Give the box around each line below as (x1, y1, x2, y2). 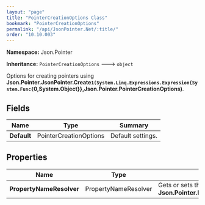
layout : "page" (6, 9, 45, 15)
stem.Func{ (6, 86, 34, 92)
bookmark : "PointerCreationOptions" (6, 20, 99, 26)
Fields (6, 103, 31, 113)
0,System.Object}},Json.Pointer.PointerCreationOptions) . (33, 85, 184, 92)
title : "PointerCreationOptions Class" (6, 15, 108, 21)
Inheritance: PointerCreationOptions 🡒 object (6, 61, 134, 68)
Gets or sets (158, 181, 193, 189)
